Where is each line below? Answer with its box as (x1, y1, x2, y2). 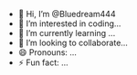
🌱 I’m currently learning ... (17, 28, 116, 38)
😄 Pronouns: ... (17, 47, 78, 58)
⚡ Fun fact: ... (17, 57, 68, 68)
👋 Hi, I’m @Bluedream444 (17, 9, 116, 19)
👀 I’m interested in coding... (17, 18, 121, 29)
